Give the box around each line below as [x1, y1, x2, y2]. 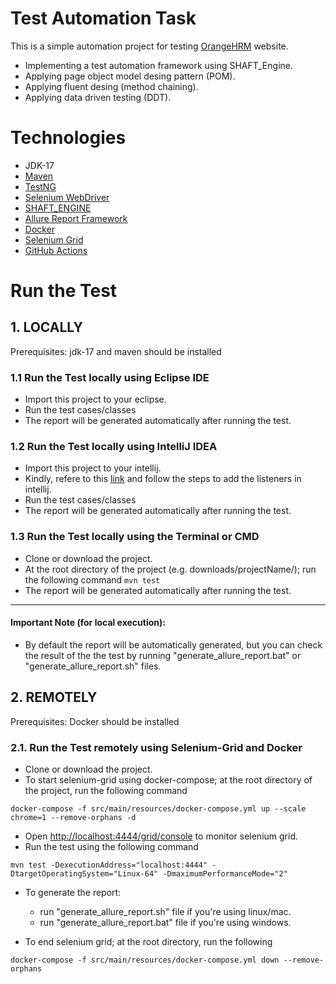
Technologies [10, 127, 127, 149]
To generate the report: [24, 887, 122, 899]
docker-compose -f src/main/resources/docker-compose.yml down [10, 955, 280, 966]
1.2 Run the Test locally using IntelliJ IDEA [10, 440, 218, 454]
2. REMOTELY [10, 689, 98, 706]
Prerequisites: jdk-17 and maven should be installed [10, 345, 222, 357]
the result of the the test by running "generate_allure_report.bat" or [24, 649, 302, 661]
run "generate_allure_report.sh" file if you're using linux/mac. [39, 906, 292, 918]
